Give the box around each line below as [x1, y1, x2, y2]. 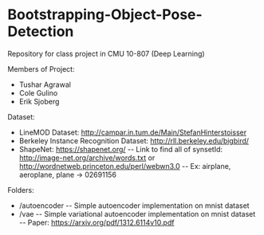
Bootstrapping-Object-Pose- [7, 6, 203, 24]
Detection [7, 22, 74, 41]
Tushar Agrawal [18, 80, 71, 89]
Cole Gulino [18, 88, 58, 97]
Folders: [7, 185, 34, 194]
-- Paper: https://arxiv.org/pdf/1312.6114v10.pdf [18, 217, 175, 227]
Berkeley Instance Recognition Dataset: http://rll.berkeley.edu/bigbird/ [18, 135, 249, 145]
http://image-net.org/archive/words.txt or [18, 153, 156, 163]
